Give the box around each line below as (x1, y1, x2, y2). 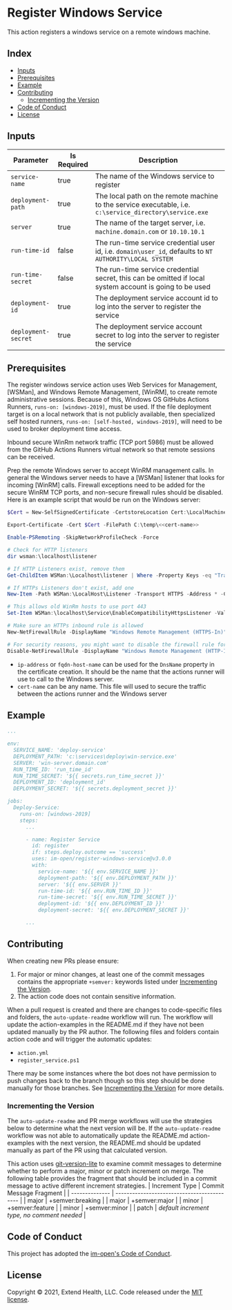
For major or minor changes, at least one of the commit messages (17, 970, 205, 978)
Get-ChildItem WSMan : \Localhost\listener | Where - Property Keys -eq (7, 572, 212, 579)
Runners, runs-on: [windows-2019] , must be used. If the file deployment (7, 403, 212, 411)
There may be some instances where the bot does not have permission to (7, 1069, 217, 1077)
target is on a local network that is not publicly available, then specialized (7, 410, 215, 418)
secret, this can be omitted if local (95, 273, 205, 283)
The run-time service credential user (95, 237, 215, 247)
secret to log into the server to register (95, 330, 220, 340)
